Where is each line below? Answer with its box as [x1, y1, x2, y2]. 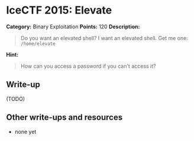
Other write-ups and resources [6, 113, 123, 123]
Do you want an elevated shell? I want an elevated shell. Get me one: [20, 34, 188, 41]
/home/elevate [20, 41, 56, 47]
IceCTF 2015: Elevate [6, 4, 112, 17]
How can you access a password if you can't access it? [20, 63, 156, 70]
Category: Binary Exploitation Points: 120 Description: [6, 23, 140, 30]
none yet [14, 128, 37, 135]
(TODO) [6, 95, 25, 102]
